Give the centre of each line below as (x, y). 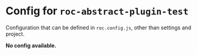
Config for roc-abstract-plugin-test (97, 11)
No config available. (31, 45)
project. (15, 33)
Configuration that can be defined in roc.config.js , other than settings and (99, 27)
